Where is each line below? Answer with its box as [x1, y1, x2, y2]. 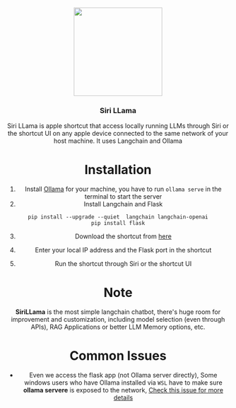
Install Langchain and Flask [83, 200, 163, 209]
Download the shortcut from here [74, 232, 172, 240]
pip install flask [90, 220, 146, 227]
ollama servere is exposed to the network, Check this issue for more [23, 386, 224, 395]
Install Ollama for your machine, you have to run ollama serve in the [25, 185, 222, 194]
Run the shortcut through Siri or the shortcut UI [54, 260, 192, 268]
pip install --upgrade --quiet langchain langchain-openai [27, 214, 209, 221]
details [113, 393, 134, 402]
